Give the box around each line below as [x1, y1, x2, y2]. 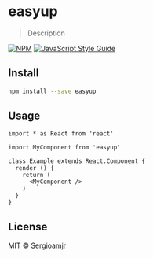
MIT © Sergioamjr [8, 241, 67, 250]
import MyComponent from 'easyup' [8, 144, 122, 152]
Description [27, 28, 65, 38]
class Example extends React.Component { [8, 157, 146, 165]
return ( [22, 171, 51, 179]
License [8, 219, 48, 234]
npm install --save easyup [8, 87, 97, 95]
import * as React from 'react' [8, 130, 114, 138]
